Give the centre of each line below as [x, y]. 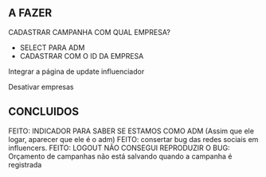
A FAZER [30, 13]
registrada [25, 164]
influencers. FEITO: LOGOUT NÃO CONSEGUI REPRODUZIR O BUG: [119, 148]
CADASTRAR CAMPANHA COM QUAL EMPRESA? [90, 32]
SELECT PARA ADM [52, 48]
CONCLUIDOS [44, 112]
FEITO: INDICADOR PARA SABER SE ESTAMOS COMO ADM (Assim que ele [131, 131]
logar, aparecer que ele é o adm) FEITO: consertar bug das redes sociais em [133, 139]
